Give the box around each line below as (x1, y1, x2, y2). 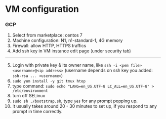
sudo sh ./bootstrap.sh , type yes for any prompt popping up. (12, 98, 138, 104)
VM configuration (5, 3, 79, 15)
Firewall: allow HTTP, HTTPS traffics (12, 43, 86, 49)
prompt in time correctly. (12, 109, 63, 115)
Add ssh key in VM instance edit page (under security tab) (12, 48, 131, 54)
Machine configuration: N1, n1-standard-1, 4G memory (12, 38, 123, 43)
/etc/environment (12, 88, 48, 93)
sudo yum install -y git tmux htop (12, 79, 86, 84)
